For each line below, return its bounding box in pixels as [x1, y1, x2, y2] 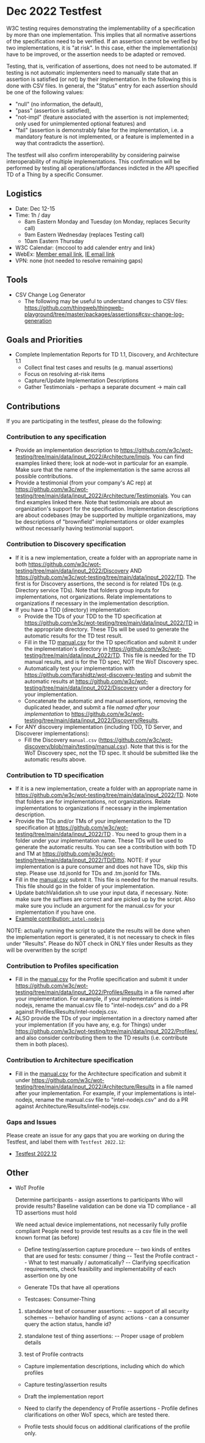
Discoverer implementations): [15, 729, 90, 737]
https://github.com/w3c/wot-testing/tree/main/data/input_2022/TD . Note [15, 791, 198, 799]
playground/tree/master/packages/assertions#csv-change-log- [24, 311, 184, 318]
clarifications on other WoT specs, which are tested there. [24, 1411, 170, 1419]
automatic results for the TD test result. [24, 632, 123, 639]
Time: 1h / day [15, 211, 51, 219]
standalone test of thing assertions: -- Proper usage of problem [24, 1332, 184, 1339]
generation [24, 317, 52, 324]
